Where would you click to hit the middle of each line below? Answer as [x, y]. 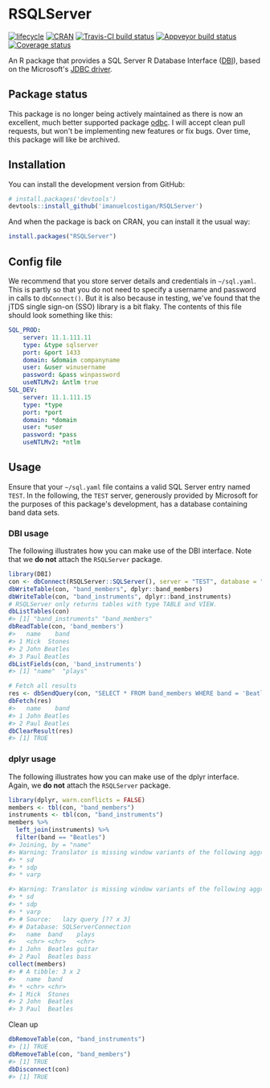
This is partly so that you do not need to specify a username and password [133, 290]
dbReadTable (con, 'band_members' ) [66, 627]
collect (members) [37, 964]
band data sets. [34, 512]
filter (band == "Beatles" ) [61, 838]
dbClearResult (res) [41, 731]
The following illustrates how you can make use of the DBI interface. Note [130, 551]
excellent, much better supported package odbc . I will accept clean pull [127, 122]
